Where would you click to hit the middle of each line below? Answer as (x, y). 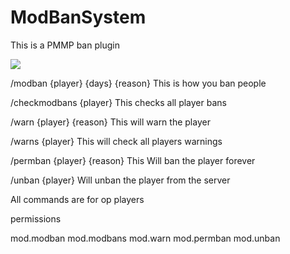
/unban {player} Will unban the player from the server (120, 180)
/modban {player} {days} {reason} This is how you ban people (138, 83)
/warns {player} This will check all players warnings (116, 141)
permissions (36, 218)
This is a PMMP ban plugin (65, 45)
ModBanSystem (78, 17)
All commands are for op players (77, 199)
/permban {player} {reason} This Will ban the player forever (133, 160)
